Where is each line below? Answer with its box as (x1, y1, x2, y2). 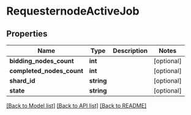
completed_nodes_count (9, 67, 84, 75)
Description (113, 47, 148, 55)
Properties (6, 29, 48, 39)
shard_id (9, 77, 36, 85)
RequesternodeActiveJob (6, 4, 140, 18)
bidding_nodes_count (9, 57, 75, 65)
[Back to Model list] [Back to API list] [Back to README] (6, 102, 147, 109)
